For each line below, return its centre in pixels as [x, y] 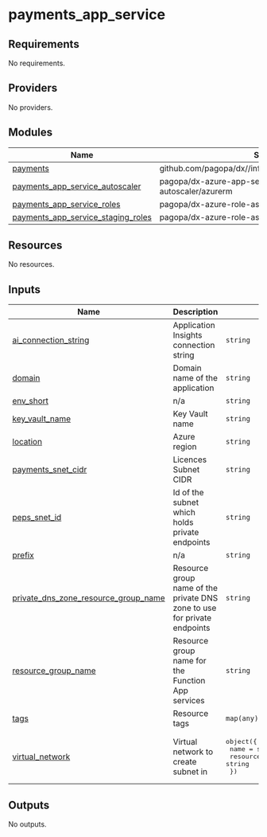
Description [195, 312]
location [27, 442]
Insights [188, 335]
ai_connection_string [51, 340]
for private [192, 618]
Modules [31, 133]
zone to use [195, 608]
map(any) [242, 719]
